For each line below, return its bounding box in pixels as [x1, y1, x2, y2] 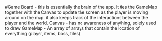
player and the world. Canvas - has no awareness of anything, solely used [5, 20, 156, 26]
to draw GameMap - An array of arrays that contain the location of [5, 25, 140, 31]
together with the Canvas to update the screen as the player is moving [5, 9, 148, 15]
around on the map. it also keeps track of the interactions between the [5, 15, 148, 20]
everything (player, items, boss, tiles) [5, 31, 81, 36]
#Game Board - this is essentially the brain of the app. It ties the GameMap [5, 4, 157, 10]
